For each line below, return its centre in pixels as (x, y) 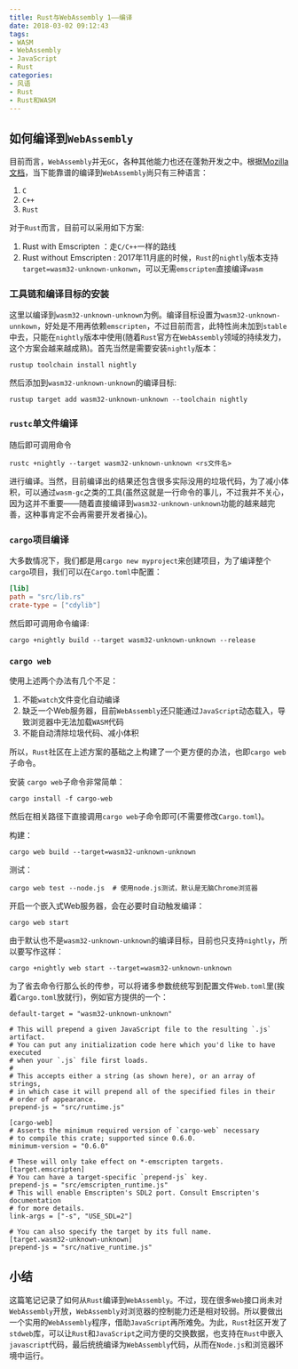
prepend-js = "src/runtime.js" (67, 1107)
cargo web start (39, 922)
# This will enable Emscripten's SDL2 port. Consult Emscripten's (134, 1193)
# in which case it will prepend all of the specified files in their (142, 1091)
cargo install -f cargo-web (61, 799)
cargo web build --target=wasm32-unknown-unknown (103, 852)
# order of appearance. (53, 1099)
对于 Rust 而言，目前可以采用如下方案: (77, 228)
